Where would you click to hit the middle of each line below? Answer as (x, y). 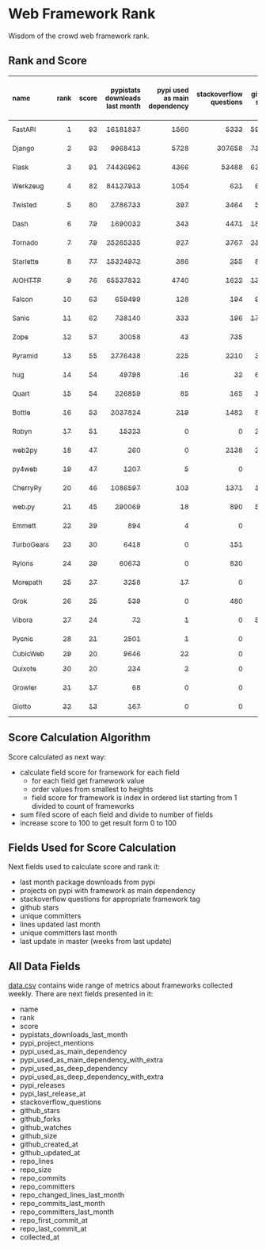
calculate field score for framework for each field (99, 772)
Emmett (24, 526)
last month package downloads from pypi (87, 882)
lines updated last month (60, 924)
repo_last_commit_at (53, 1229)
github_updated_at (50, 1153)
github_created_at (49, 1144)
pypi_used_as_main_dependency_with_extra (91, 1060)
